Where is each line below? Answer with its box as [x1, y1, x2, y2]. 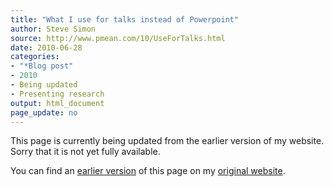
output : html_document [10, 98, 105, 108]
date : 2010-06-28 [10, 42, 83, 53]
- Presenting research [10, 89, 105, 99]
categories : [10, 52, 60, 62]
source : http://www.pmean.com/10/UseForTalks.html [10, 33, 226, 43]
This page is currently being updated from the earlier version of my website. [10, 135, 325, 147]
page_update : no [10, 107, 78, 118]
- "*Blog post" [10, 61, 74, 71]
